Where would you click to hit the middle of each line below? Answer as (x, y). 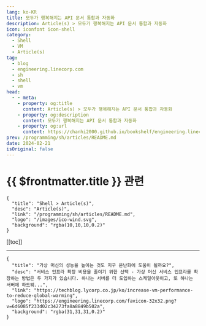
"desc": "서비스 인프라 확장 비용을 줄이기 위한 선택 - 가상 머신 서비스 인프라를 (101, 272)
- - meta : (24, 98)
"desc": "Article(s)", (41, 209)
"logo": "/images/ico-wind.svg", (55, 219)
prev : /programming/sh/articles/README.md (61, 138)
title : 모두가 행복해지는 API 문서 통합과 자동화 (61, 18)
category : (19, 35)
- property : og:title (45, 103)
